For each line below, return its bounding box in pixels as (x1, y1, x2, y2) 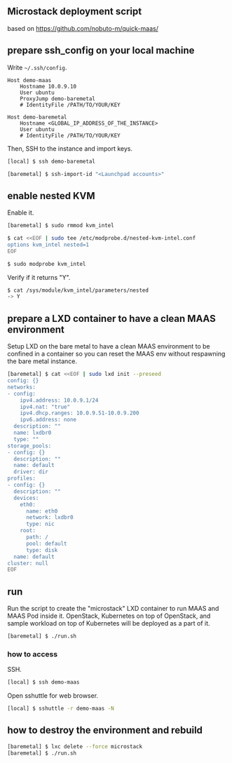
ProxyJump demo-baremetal (20, 95, 96, 102)
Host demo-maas (7, 76, 52, 83)
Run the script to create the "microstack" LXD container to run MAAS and (7, 605, 219, 613)
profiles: (7, 475, 36, 482)
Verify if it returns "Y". (7, 273, 71, 281)
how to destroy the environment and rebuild (7, 724, 203, 736)
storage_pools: (7, 442, 52, 450)
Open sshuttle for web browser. (7, 691, 99, 700)
